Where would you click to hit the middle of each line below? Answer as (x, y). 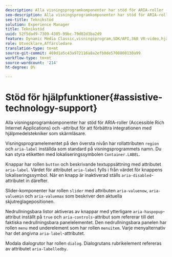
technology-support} (51, 108)
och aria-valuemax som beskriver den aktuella (73, 196)
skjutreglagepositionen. (30, 201)
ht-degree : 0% (20, 67)
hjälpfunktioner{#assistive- (102, 97)
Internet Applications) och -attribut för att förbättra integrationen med (79, 128)
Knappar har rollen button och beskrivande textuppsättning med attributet (83, 164)
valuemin (15, 197)
